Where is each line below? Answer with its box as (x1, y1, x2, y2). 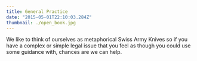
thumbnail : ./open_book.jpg (6, 20, 76, 25)
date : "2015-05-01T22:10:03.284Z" (6, 14, 93, 20)
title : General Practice (6, 8, 68, 15)
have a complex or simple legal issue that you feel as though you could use (6, 42, 191, 49)
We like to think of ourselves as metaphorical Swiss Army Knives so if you (6, 36, 188, 43)
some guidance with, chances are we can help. (6, 49, 122, 56)
